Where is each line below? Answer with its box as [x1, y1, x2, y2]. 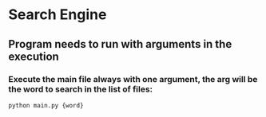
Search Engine [8, 6, 107, 24]
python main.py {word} [8, 101, 84, 109]
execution [8, 49, 60, 63]
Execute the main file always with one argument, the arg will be [8, 73, 258, 84]
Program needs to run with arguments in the [8, 37, 232, 51]
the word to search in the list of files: [8, 84, 153, 95]
